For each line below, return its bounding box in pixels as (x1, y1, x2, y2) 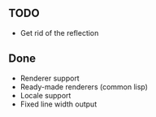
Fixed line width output (19, 99, 97, 109)
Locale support (19, 90, 71, 100)
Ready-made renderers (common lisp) (19, 81, 149, 92)
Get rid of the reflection (19, 28, 99, 37)
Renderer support (19, 73, 80, 83)
